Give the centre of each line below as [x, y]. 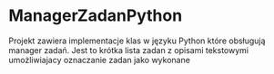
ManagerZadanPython [96, 16]
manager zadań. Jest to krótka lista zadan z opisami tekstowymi [129, 50]
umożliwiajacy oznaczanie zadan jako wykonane [99, 60]
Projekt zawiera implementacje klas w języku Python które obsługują [137, 41]
